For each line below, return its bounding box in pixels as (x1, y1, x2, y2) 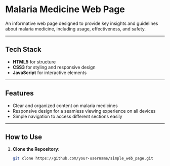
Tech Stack (5, 45, 41, 54)
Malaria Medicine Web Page (5, 4, 125, 15)
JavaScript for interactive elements (12, 70, 87, 76)
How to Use (5, 132, 42, 141)
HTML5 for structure (12, 58, 56, 64)
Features (5, 89, 34, 97)
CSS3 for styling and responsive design (12, 64, 96, 70)
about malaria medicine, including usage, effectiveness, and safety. (5, 25, 146, 31)
